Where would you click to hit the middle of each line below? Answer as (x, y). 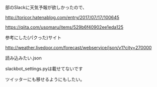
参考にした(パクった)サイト (33, 37)
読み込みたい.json (23, 58)
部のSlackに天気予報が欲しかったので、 (46, 7)
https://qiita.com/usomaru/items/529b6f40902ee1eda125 (64, 27)
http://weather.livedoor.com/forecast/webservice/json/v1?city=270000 (78, 48)
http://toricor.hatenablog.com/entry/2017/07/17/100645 (62, 17)
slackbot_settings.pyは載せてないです (44, 69)
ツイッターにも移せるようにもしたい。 (45, 79)
